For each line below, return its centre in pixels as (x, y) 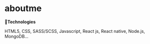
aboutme (23, 8)
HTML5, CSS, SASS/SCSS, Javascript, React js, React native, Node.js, (75, 31)
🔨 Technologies (20, 22)
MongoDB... (17, 36)
